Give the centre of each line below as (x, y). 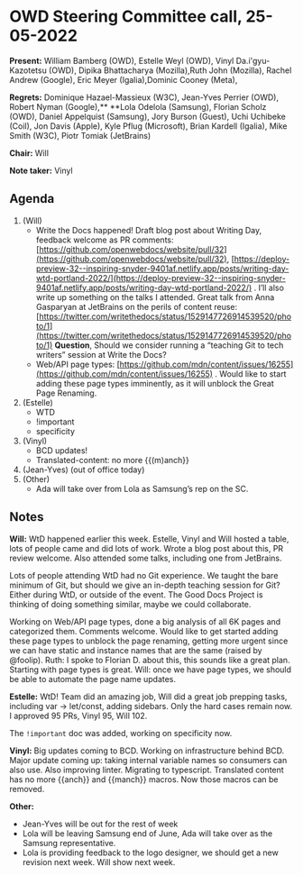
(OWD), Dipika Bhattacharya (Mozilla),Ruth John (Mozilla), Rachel (170, 70)
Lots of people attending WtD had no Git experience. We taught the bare (144, 575)
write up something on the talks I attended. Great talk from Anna (155, 297)
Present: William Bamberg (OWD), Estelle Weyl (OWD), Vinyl (122, 60)
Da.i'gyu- (253, 60)
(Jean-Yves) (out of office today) (83, 469)
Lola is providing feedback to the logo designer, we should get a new (151, 852)
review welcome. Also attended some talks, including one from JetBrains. (146, 558)
